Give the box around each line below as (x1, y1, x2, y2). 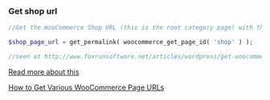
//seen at (8, 53, 42, 61)
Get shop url (8, 6, 58, 17)
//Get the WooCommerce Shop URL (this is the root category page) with (8, 24, 253, 32)
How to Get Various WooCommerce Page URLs (8, 82, 165, 92)
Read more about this (8, 66, 80, 77)
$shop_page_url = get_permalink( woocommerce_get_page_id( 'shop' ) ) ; (8, 38, 253, 46)
